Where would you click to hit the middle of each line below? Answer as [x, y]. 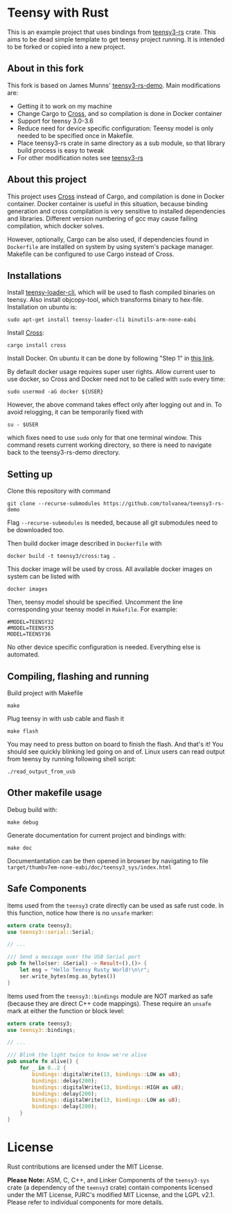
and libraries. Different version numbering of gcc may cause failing [102, 218]
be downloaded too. [36, 530]
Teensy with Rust [58, 13]
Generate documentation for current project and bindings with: [97, 835]
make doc [20, 848]
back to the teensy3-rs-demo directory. [64, 452]
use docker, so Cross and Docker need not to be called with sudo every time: [116, 379]
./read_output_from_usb [42, 772]
